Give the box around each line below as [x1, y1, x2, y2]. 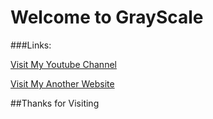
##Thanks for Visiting [10, 97, 100, 109]
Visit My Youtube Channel [10, 58, 117, 70]
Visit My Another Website [10, 77, 115, 90]
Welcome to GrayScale [10, 6, 204, 29]
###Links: [10, 39, 52, 51]
